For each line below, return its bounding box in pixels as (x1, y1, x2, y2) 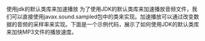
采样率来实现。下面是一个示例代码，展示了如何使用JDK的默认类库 (32, 21, 199, 28)
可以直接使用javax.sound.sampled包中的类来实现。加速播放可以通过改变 (11, 13, 194, 20)
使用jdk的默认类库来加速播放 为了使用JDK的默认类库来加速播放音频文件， (6, 6, 193, 12)
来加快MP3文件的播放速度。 (6, 28, 78, 35)
